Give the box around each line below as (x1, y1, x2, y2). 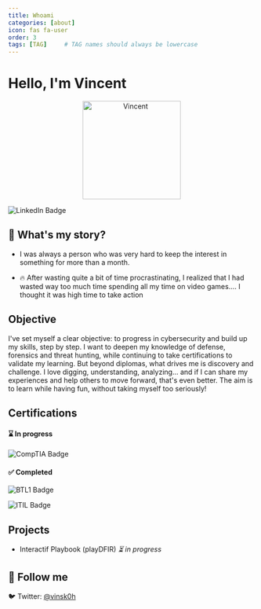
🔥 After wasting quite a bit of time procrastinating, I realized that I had (19, 273, 245, 282)
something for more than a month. (19, 257, 130, 267)
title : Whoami (8, 11, 55, 20)
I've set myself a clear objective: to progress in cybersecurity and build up (8, 333, 248, 343)
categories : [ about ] (8, 19, 76, 27)
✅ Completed (8, 467, 53, 476)
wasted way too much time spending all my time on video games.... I (19, 281, 241, 291)
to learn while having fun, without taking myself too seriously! (8, 383, 207, 393)
